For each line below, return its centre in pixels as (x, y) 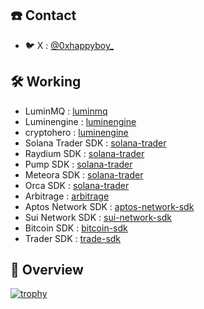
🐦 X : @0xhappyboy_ (69, 45)
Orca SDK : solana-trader (77, 185)
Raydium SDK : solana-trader (84, 153)
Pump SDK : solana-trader (78, 164)
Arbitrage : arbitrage (67, 196)
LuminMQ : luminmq (66, 111)
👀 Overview (47, 270)
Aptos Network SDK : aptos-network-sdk (109, 206)
